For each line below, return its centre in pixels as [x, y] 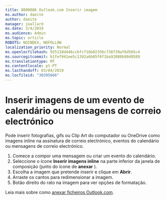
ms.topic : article [24, 38]
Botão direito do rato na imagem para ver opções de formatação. [79, 182]
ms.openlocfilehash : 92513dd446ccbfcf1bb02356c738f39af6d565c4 [73, 52]
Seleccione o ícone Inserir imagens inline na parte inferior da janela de [86, 161]
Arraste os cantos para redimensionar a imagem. [63, 177]
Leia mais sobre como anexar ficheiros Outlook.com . [60, 192]
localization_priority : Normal [38, 47]
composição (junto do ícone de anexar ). [55, 166]
